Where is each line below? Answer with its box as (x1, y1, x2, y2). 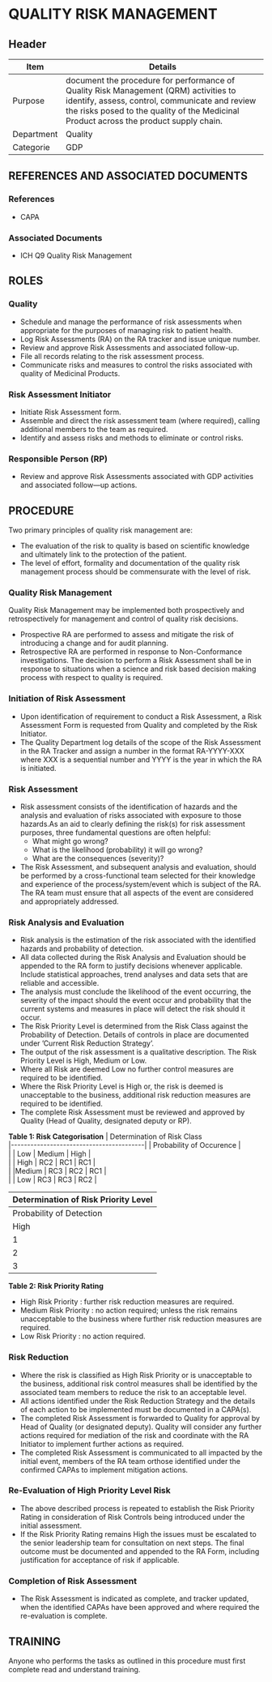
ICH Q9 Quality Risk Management (19, 250, 132, 260)
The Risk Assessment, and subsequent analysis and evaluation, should (19, 862, 257, 871)
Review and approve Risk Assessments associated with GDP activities (19, 472, 253, 481)
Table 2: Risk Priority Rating (8, 1282, 104, 1291)
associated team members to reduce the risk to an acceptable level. (19, 1387, 247, 1397)
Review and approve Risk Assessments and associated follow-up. (19, 342, 240, 353)
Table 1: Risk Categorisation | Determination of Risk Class (8, 1132, 202, 1141)
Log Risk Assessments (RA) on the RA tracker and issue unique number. (19, 334, 261, 344)
